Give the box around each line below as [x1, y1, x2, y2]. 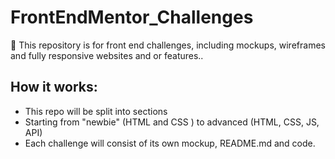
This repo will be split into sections [24, 105, 168, 117]
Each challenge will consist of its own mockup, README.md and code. [24, 137, 316, 149]
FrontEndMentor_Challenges [10, 6, 254, 29]
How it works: [10, 79, 98, 96]
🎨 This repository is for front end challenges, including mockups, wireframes [10, 39, 326, 51]
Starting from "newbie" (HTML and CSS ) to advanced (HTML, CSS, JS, [24, 116, 320, 128]
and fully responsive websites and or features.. [10, 49, 204, 61]
